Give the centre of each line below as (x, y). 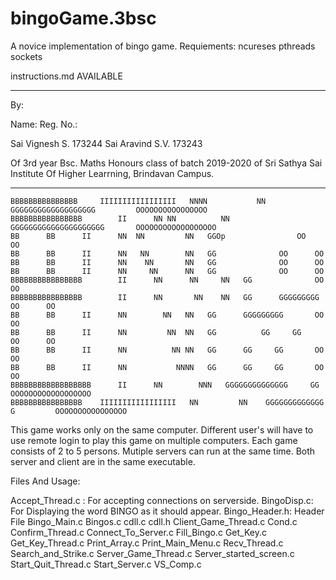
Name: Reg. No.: (44, 124)
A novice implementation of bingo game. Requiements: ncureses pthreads (163, 46)
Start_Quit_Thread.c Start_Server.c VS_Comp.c (106, 564)
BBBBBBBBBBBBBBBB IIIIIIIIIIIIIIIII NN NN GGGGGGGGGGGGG (167, 402)
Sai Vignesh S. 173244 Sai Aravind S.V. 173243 (106, 143)
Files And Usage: (45, 481)
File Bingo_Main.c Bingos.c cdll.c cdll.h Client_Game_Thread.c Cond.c (154, 521)
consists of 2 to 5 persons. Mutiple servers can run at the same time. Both (163, 451)
